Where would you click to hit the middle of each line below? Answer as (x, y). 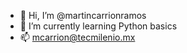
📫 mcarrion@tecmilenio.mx (77, 37)
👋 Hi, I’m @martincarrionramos (83, 15)
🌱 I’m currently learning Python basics (98, 26)
